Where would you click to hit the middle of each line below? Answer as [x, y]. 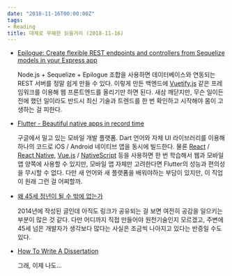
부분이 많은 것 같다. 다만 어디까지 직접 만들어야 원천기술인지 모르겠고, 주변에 [121, 220]
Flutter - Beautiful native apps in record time [81, 123]
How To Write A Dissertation [58, 251]
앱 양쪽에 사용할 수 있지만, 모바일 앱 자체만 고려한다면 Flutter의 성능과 [112, 164]
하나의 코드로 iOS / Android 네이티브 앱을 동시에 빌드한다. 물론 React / [114, 146]
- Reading [22, 26]
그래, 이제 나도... [40, 266]
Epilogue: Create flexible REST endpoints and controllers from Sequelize [121, 53]
